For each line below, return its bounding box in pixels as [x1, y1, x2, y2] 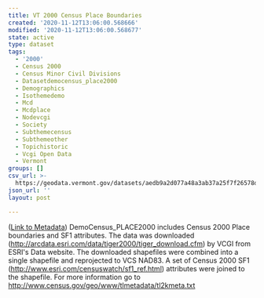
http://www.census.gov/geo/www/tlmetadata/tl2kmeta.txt [8, 280, 196, 290]
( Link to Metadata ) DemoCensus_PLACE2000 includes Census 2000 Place [8, 222, 250, 231]
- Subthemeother [15, 135, 68, 144]
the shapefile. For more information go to [8, 272, 141, 282]
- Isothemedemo [15, 92, 65, 100]
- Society [15, 121, 47, 129]
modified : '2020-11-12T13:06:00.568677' [8, 26, 143, 34]
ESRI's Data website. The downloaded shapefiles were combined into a [8, 247, 239, 256]
